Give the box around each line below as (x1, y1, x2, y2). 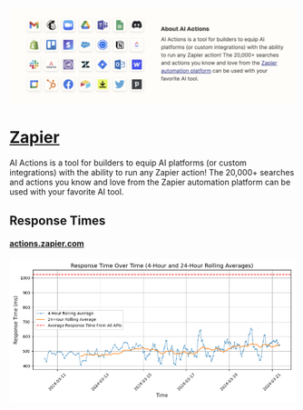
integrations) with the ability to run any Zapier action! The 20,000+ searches (9, 167, 295, 178)
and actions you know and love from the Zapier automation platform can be (9, 176, 291, 188)
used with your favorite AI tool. (9, 186, 124, 197)
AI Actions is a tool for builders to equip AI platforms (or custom (9, 157, 248, 168)
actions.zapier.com (9, 238, 84, 249)
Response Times (9, 213, 106, 228)
